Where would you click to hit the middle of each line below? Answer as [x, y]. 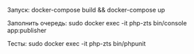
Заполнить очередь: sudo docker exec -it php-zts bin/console [97, 23]
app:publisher [27, 30]
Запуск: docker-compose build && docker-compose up [86, 10]
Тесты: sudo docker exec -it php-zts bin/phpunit [77, 43]
